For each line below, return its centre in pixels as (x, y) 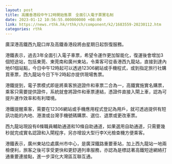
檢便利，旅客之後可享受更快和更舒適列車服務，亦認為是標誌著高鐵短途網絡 (84, 150)
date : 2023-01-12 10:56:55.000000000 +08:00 (53, 19)
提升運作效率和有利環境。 (32, 98)
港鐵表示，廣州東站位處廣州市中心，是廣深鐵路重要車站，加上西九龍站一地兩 (86, 143)
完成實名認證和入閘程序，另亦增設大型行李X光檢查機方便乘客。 (81, 133)
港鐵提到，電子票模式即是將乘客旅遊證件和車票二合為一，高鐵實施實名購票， (86, 86)
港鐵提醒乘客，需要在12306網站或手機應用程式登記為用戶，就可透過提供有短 (86, 109)
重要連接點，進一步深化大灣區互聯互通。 (52, 156)
